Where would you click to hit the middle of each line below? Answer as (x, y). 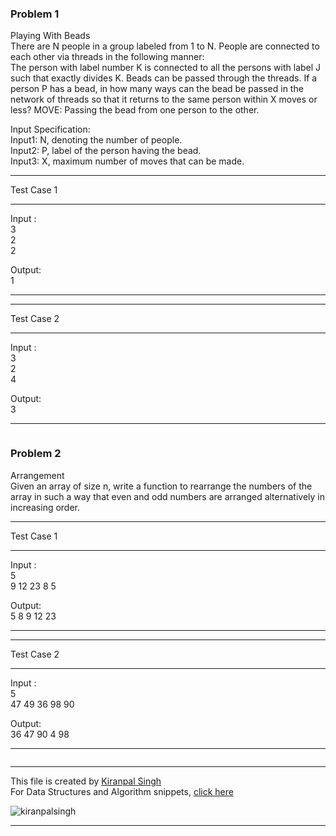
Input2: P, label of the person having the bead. (106, 151)
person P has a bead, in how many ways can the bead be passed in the (157, 89)
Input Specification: (50, 129)
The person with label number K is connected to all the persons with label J (166, 68)
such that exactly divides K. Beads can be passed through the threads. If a (164, 78)
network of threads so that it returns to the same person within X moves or (164, 99)
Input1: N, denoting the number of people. (96, 140)
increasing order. (45, 507)
